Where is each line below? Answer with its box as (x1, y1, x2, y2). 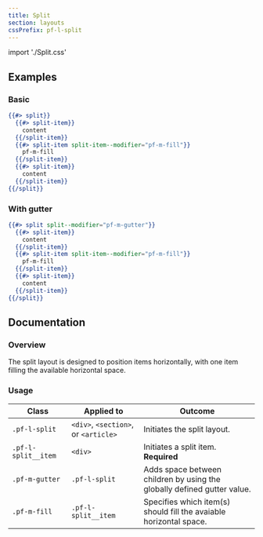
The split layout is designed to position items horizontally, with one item (8, 357, 239, 367)
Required (143, 451, 178, 462)
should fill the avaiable (143, 506, 226, 517)
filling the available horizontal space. (8, 366, 127, 375)
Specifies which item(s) (143, 496, 231, 507)
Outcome (179, 405, 215, 416)
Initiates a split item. (143, 441, 217, 452)
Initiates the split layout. (143, 423, 231, 434)
